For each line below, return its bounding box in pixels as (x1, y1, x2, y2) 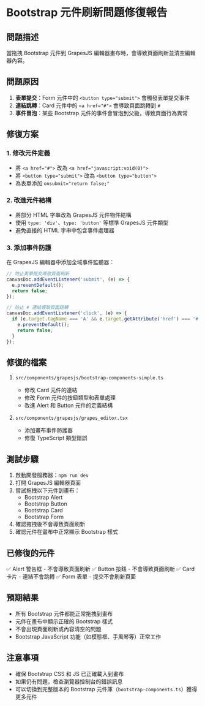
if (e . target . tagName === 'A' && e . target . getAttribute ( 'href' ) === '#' (12, 316, 201, 322)
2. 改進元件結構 (6, 196, 52, 205)
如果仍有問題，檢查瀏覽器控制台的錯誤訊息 (15, 678, 123, 685)
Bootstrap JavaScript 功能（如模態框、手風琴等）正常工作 (15, 632, 161, 640)
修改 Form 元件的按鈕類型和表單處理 (24, 394, 116, 401)
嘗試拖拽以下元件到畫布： (15, 487, 80, 494)
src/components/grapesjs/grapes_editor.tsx (15, 415, 129, 422)
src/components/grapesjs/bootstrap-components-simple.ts (15, 375, 164, 381)
